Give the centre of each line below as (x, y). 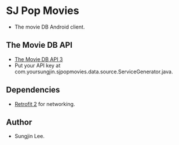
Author (19, 122)
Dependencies (33, 90)
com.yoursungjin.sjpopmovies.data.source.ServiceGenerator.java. (94, 72)
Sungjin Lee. (29, 136)
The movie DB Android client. (50, 27)
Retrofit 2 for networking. (45, 104)
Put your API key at (37, 65)
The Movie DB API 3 (38, 59)
